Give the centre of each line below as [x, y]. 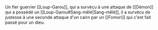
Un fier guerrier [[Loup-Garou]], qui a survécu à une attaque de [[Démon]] [79, 7]
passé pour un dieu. [25, 22]
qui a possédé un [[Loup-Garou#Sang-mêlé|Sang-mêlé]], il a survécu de [78, 12]
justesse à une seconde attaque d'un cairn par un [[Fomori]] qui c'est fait [78, 17]
